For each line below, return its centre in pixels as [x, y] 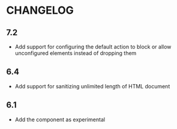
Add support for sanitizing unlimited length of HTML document [92, 86]
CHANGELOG [40, 10]
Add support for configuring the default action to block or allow [93, 47]
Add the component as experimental [60, 119]
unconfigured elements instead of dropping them [76, 53]
